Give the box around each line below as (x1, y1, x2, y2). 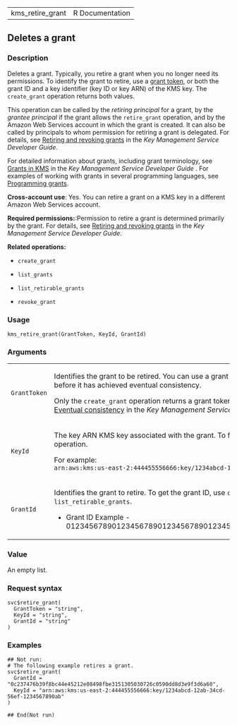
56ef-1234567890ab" (7, 693, 65, 700)
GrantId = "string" (13, 617, 71, 625)
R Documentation (73, 8, 130, 18)
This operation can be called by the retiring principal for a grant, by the (7, 105, 214, 114)
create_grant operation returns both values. (7, 92, 135, 100)
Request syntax (7, 583, 62, 593)
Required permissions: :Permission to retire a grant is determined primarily (7, 214, 224, 222)
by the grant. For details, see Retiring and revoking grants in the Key (7, 221, 205, 230)
